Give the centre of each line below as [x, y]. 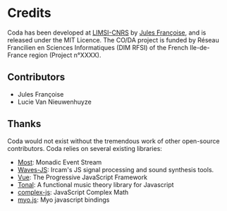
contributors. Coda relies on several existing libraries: [85, 148]
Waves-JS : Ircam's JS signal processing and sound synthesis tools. [116, 169]
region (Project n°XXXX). [65, 55]
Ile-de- [200, 47]
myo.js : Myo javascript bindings [63, 200]
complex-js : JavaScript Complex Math [73, 192]
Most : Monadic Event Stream [60, 162]
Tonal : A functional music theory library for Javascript [96, 184]
